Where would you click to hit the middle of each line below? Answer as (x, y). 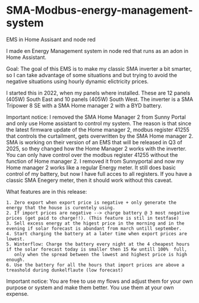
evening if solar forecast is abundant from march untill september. (94, 228)
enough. (16, 260)
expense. (18, 293)
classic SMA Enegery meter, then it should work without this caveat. (89, 180)
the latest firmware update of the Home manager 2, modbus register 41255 (98, 130)
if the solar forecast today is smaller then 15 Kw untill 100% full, (97, 249)
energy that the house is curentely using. (61, 208)
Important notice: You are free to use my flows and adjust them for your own (99, 281)
